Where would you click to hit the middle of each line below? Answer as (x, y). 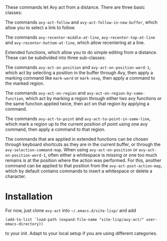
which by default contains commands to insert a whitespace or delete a (79, 171)
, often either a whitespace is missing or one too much (101, 155)
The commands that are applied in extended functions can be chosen (77, 139)
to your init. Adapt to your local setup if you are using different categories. (81, 233)
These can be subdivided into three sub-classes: (55, 58)
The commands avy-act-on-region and (45, 93)
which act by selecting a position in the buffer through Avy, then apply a (79, 73)
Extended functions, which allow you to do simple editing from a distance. (81, 52)
